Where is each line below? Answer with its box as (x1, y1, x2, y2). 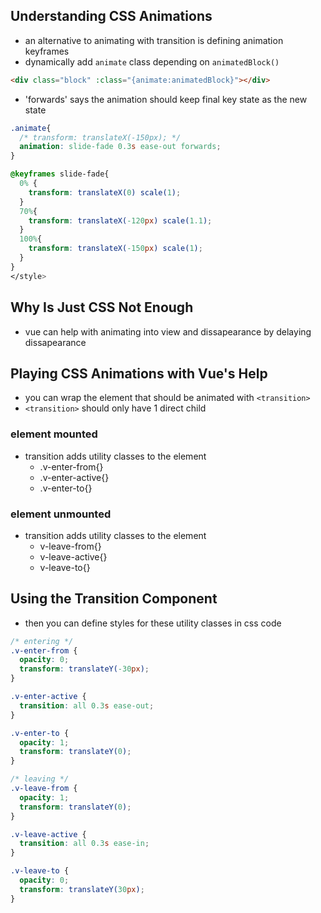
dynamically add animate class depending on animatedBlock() (24, 55, 280, 68)
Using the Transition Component (10, 590, 218, 608)
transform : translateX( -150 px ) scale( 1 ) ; (28, 244, 203, 254)
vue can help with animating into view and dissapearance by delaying (24, 325, 312, 338)
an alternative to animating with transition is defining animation (24, 34, 284, 46)
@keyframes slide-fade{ (10, 169, 110, 179)
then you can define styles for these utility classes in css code (24, 617, 282, 629)
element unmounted (10, 507, 112, 521)
